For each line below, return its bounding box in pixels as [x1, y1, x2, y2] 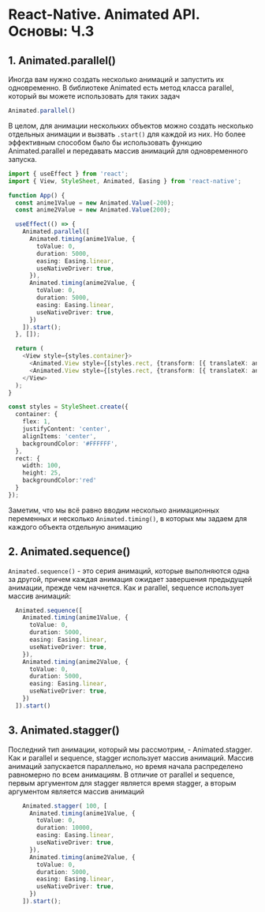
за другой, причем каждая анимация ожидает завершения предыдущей [8, 574, 252, 584]
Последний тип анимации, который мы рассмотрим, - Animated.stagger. [8, 745, 252, 754]
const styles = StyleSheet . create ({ [8, 403, 129, 411]
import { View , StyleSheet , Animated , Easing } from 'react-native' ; [8, 177, 242, 185]
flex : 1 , [22, 418, 51, 426]
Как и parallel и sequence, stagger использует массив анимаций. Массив [8, 752, 254, 763]
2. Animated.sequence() [8, 545, 131, 558]
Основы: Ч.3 [8, 22, 95, 40]
